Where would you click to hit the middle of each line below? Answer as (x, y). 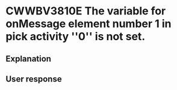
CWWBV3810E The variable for (86, 11)
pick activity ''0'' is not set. (76, 37)
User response (34, 79)
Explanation (29, 58)
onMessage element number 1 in (88, 24)
